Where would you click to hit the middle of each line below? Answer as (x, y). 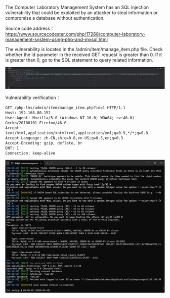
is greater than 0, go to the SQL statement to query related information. (79, 60)
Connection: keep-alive (30, 154)
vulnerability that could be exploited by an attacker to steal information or (81, 13)
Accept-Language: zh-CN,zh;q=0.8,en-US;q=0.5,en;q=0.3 (64, 138)
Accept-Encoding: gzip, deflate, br (44, 143)
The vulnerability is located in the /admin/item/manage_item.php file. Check (84, 49)
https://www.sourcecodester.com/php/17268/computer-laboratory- (75, 34)
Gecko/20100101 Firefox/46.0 (36, 123)
